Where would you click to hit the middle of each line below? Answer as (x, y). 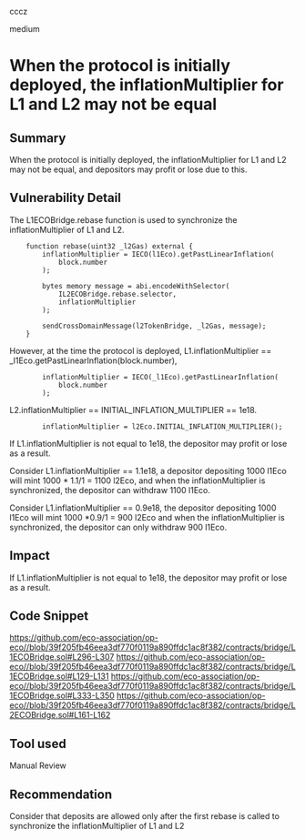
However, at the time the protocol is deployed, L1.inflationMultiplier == (141, 350)
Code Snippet (49, 616)
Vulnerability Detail (65, 198)
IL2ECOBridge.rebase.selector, (117, 294)
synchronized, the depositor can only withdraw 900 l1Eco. (118, 527)
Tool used (38, 744)
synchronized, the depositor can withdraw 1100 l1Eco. (110, 490)
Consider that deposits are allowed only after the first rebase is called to (145, 816)
